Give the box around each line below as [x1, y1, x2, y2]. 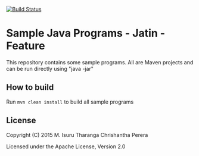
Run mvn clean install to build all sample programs [6, 98, 134, 105]
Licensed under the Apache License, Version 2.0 [6, 143, 126, 150]
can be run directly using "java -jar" [6, 65, 94, 72]
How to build [6, 82, 54, 92]
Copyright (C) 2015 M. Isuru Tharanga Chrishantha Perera [6, 131, 148, 138]
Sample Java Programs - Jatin [6, 27, 158, 40]
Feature [6, 39, 45, 53]
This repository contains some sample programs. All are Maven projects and [6, 58, 194, 65]
